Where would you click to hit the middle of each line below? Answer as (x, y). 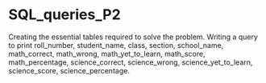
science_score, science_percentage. (69, 70)
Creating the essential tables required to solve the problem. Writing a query (133, 37)
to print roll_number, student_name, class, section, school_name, (116, 45)
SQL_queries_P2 (64, 15)
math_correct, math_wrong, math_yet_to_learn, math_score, (107, 53)
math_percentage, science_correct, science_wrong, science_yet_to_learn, (131, 62)
